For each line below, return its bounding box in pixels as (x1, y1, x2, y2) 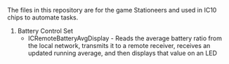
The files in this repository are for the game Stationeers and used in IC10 (7, 6, 217, 14)
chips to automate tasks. (7, 13, 79, 22)
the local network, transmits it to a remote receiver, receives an (27, 42, 211, 49)
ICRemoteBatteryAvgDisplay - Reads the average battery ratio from (27, 34, 223, 42)
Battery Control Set (17, 27, 74, 35)
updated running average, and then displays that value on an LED (27, 49, 218, 57)
